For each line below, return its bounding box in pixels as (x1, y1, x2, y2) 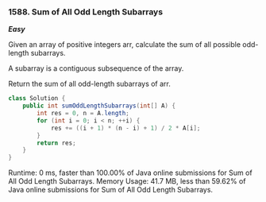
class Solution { (8, 95, 66, 103)
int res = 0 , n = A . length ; (37, 110, 129, 118)
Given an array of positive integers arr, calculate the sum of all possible (8, 40, 241, 49)
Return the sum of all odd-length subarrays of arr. (8, 79, 171, 89)
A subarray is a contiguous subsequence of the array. (8, 64, 184, 73)
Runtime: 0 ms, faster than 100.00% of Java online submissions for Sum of (8, 168, 253, 177)
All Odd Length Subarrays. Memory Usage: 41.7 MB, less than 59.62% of (8, 177, 246, 186)
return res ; (37, 138, 77, 147)
